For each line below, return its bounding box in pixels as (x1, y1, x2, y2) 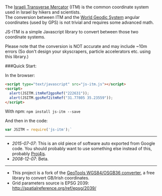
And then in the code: (5, 118, 48, 124)
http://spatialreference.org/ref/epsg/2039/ (12, 185, 96, 191)
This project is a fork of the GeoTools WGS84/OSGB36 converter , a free (12, 170, 155, 176)
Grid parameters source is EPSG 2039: (12, 180, 89, 186)
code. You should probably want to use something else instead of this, (12, 146, 152, 151)
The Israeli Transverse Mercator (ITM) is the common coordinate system (5, 4, 149, 10)
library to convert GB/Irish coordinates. (12, 175, 90, 181)
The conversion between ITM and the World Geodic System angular (5, 15, 140, 20)
